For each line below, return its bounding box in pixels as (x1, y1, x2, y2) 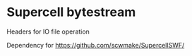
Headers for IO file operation (6, 27, 90, 36)
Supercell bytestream (6, 4, 136, 20)
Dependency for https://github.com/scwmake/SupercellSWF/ (6, 41, 185, 49)
